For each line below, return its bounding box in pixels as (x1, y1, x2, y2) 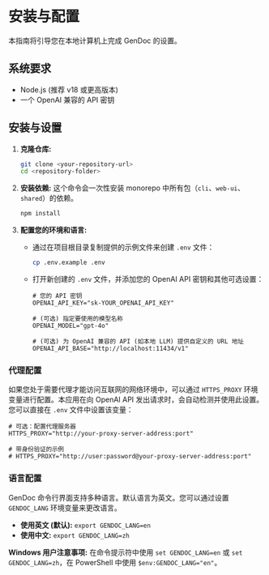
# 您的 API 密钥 (32, 292, 83, 300)
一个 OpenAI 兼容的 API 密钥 (19, 95, 115, 104)
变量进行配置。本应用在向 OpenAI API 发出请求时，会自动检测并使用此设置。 (8, 394, 264, 405)
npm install (19, 210, 61, 218)
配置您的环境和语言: (19, 225, 88, 235)
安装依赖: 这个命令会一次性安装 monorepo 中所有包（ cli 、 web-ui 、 (19, 183, 246, 193)
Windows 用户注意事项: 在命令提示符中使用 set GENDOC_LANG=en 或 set (8, 547, 243, 557)
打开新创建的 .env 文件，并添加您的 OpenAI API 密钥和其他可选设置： (32, 275, 264, 284)
